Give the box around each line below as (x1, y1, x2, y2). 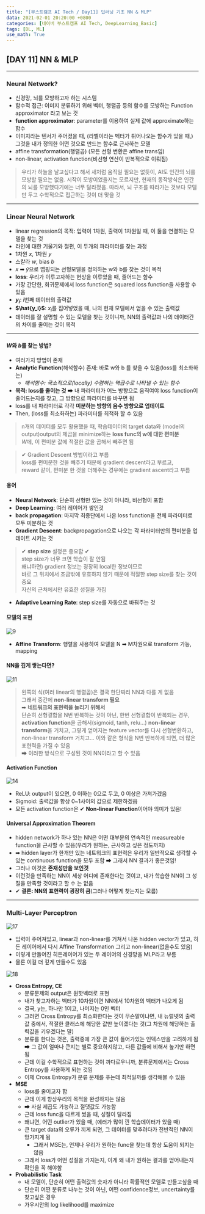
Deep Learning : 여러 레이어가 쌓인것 (15, 504, 104, 511)
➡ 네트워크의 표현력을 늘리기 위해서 (21, 703, 106, 711)
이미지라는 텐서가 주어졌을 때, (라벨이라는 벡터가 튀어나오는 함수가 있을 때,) (15, 133, 193, 140)
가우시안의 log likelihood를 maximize (24, 1201, 115, 1208)
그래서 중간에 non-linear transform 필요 (21, 696, 120, 703)
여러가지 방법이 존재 (15, 357, 63, 364)
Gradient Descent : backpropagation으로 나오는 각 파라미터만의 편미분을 (15, 526, 192, 534)
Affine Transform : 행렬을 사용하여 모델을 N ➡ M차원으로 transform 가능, (15, 640, 192, 647)
